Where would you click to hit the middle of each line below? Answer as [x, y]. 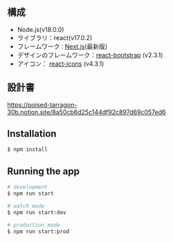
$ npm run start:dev [37, 212]
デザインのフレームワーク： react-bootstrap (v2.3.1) [90, 55]
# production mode [34, 225]
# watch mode [26, 206]
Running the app [43, 171]
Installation [32, 134]
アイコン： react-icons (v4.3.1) [61, 64]
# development [28, 187]
